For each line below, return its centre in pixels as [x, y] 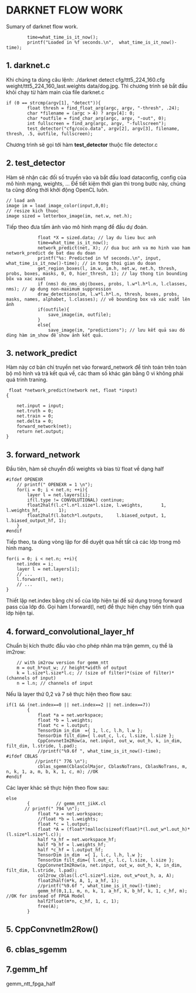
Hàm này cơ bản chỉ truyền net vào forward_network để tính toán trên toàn [96, 367]
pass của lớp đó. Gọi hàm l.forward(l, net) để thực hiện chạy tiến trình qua [95, 607]
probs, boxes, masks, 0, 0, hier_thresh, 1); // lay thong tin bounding [97, 274]
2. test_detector [36, 163]
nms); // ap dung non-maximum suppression [59, 289]
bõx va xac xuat [26, 279]
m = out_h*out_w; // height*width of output [72, 668]
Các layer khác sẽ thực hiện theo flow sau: [58, 788]
